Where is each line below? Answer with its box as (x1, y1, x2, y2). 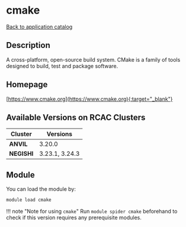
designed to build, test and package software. (6, 62, 118, 69)
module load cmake (6, 197, 52, 203)
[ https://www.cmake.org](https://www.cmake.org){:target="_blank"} (6, 95, 173, 103)
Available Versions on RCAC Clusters (6, 112, 146, 122)
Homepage (6, 79, 48, 89)
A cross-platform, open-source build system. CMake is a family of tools (6, 56, 181, 63)
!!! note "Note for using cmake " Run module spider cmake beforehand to (6, 208, 178, 215)
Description (6, 40, 50, 50)
